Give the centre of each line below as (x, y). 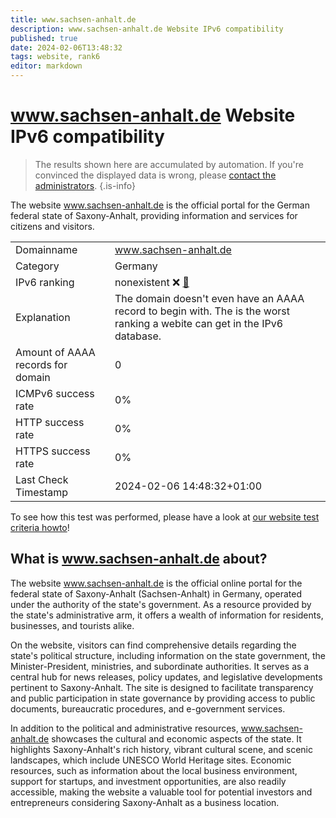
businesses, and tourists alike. (72, 625)
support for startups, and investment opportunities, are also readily (148, 781)
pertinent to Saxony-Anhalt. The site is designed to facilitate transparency (162, 687)
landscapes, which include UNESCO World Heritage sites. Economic (151, 760)
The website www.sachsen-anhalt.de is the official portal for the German (160, 205)
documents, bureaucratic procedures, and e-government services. (148, 708)
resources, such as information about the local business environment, (154, 770)
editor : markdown (46, 66)
